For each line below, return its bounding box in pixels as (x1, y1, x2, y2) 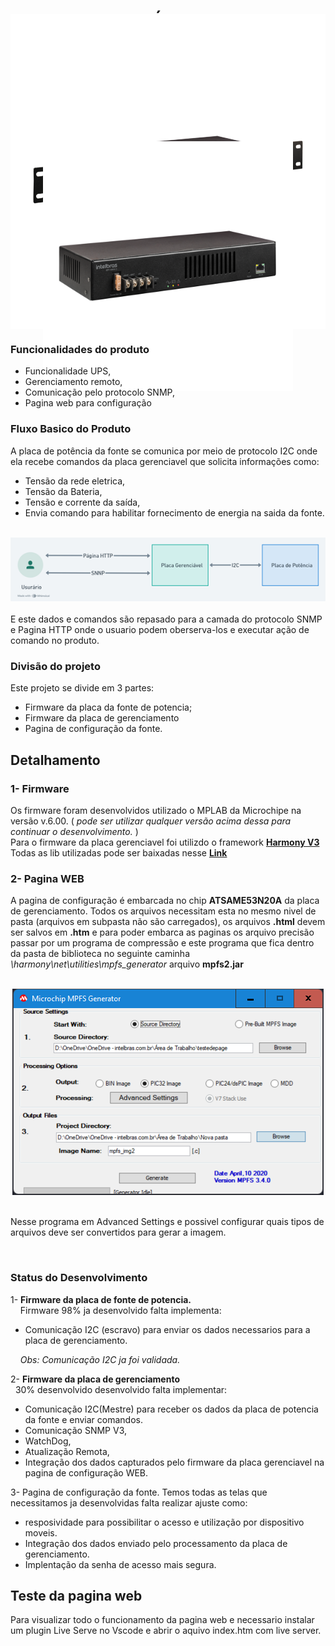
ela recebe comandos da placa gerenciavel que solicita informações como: (10, 455, 320, 467)
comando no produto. (10, 634, 100, 646)
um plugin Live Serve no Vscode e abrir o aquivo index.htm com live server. (10, 1625, 322, 1637)
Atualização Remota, (24, 1445, 110, 1457)
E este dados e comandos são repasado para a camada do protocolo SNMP (10, 613, 323, 625)
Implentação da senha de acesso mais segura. (24, 1558, 217, 1570)
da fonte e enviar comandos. (24, 1413, 143, 1425)
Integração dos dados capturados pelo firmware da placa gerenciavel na (24, 1456, 325, 1468)
